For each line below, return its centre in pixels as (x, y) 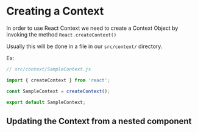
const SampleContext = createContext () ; (58, 91)
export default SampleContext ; (46, 102)
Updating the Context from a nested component (99, 121)
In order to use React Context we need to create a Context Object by (92, 28)
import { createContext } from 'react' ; (58, 80)
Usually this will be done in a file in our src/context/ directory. (84, 46)
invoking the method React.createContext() (62, 34)
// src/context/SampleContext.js (49, 69)
